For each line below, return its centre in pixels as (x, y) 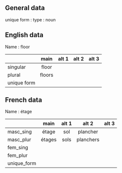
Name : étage (19, 112)
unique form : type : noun (30, 19)
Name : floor (17, 47)
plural (14, 75)
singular (17, 67)
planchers (88, 139)
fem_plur (17, 156)
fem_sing (18, 148)
